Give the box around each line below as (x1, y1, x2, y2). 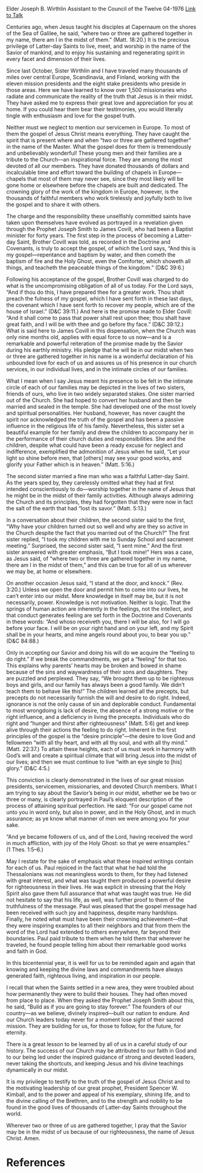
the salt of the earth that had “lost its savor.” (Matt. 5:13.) (6, 505, 147, 512)
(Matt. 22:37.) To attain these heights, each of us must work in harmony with (6, 746, 196, 752)
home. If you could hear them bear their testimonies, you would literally (6, 106, 184, 112)
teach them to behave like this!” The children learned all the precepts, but (6, 687, 189, 695)
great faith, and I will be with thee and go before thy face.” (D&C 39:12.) (6, 320, 184, 328)
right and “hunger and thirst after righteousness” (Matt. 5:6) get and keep (6, 720, 189, 727)
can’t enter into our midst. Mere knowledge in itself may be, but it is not (6, 593, 184, 599)
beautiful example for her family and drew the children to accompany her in (6, 429, 194, 436)
